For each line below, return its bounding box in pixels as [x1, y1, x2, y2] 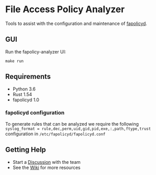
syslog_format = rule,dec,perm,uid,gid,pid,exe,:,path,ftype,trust [5, 126, 151, 131]
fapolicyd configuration [5, 109, 65, 116]
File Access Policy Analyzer [5, 4, 125, 15]
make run [5, 59, 24, 64]
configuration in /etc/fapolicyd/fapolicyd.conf [5, 131, 106, 137]
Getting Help [5, 145, 46, 154]
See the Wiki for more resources [12, 164, 81, 170]
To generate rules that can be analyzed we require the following [5, 121, 139, 127]
